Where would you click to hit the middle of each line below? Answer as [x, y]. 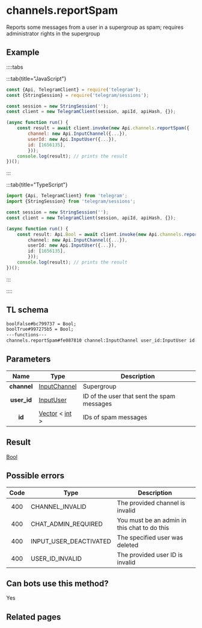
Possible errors [35, 476]
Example [23, 53]
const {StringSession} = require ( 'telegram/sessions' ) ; [78, 95]
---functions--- [26, 335]
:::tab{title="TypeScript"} [37, 185]
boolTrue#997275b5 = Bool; [40, 329]
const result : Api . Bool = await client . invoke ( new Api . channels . [101, 234]
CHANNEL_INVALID [59, 506]
